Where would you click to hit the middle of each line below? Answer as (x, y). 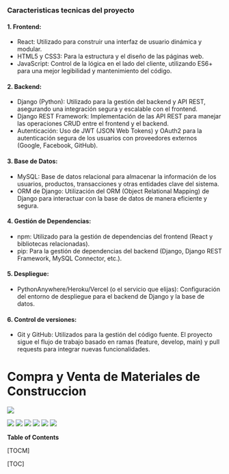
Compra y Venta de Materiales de (104, 377)
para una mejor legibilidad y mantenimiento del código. (94, 71)
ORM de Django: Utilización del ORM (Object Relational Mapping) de (113, 191)
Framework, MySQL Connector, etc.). (69, 258)
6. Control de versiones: (42, 319)
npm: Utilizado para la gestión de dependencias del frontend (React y (115, 236)
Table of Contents (33, 438)
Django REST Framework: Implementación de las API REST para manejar (119, 116)
